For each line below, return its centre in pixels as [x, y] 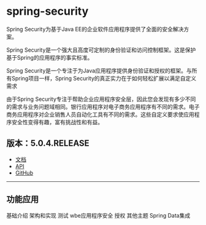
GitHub [24, 173]
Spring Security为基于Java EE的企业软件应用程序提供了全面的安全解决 [95, 29]
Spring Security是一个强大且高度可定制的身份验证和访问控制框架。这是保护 [101, 50]
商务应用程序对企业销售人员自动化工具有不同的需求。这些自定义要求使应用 [100, 114]
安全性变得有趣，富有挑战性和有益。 [57, 122]
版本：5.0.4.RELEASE [48, 144]
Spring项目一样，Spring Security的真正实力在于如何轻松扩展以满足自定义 [104, 78]
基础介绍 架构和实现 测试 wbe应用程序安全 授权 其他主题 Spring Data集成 [98, 215]
